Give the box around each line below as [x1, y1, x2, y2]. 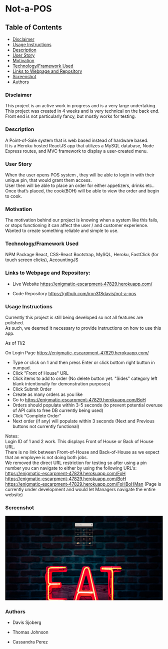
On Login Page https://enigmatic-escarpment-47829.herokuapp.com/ [5, 350, 149, 356]
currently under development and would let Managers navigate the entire [5, 487, 156, 493]
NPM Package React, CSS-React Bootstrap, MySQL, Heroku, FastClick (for [5, 252, 159, 258]
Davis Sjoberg [12, 619, 41, 625]
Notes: [5, 433, 19, 439]
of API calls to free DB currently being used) [12, 407, 103, 413]
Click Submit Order [12, 386, 52, 392]
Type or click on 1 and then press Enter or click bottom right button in [12, 359, 155, 366]
